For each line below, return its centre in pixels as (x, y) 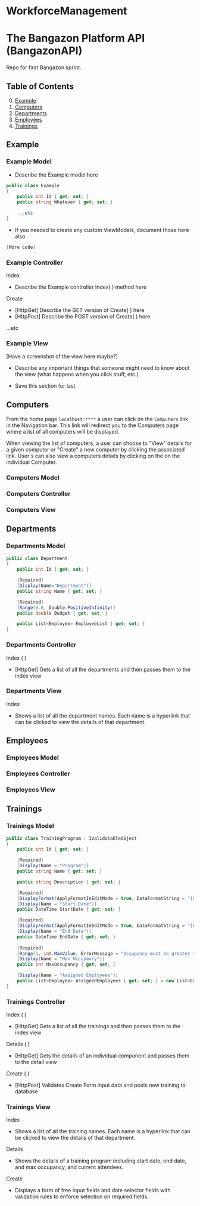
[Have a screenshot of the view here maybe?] (62, 357)
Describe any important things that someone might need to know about (102, 368)
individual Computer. (32, 462)
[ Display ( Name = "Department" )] (54, 586)
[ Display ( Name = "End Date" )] (54, 932)
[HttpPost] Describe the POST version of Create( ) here (82, 317)
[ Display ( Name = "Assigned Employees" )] (68, 975)
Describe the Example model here (56, 175)
